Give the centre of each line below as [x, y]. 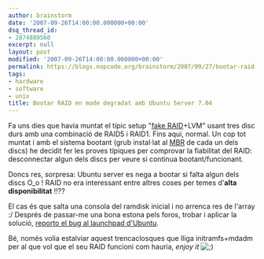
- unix [19, 96]
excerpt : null [31, 45]
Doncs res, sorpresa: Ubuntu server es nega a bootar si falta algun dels [124, 175]
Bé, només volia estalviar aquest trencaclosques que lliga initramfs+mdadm [131, 239]
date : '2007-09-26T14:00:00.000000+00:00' [79, 23]
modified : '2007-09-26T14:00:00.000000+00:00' [86, 60]
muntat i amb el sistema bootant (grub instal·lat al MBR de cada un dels [123, 142]
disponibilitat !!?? [37, 191]
